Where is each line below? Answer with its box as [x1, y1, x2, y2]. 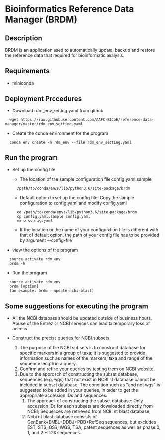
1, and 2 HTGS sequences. [27, 430, 81, 436]
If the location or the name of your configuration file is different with [19, 227, 159, 233]
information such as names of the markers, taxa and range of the [19, 355, 153, 361]
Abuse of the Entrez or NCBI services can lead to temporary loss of [12, 320, 150, 327]
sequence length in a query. [19, 361, 77, 367]
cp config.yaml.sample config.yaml [17, 214, 91, 219]
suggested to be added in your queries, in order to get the [19, 387, 138, 393]
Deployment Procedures [5, 95, 82, 103]
